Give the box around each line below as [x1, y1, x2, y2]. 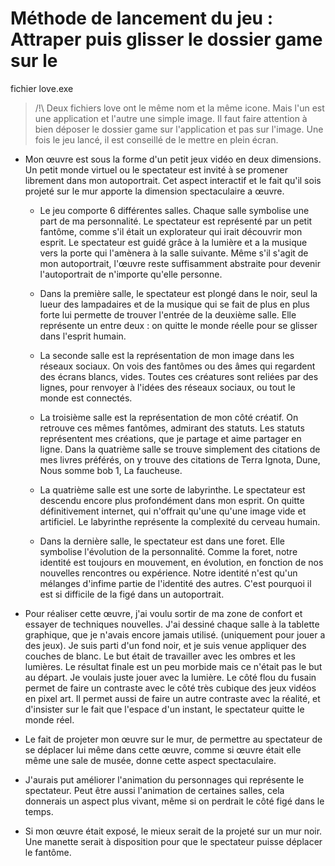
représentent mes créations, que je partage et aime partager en [39, 432, 302, 444]
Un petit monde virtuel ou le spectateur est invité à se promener [24, 163, 288, 176]
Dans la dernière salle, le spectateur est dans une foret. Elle [39, 535, 285, 547]
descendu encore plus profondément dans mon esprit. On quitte [39, 494, 305, 506]
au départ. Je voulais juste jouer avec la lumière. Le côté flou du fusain [24, 671, 317, 683]
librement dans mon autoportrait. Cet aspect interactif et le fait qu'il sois [24, 174, 322, 186]
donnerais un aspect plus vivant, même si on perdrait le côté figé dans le [24, 795, 325, 807]
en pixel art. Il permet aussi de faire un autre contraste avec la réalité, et [24, 692, 321, 704]
